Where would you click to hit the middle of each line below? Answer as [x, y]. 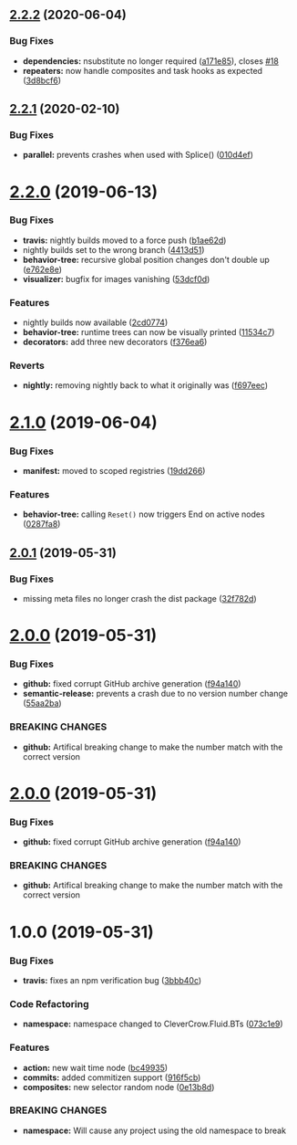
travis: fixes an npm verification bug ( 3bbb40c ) [112, 980]
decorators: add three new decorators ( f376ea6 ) [115, 342]
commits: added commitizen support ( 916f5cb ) [112, 1077]
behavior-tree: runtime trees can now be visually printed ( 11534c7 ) [148, 332]
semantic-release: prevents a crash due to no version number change [155, 694]
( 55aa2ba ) [42, 703]
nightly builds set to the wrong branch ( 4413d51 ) [113, 249]
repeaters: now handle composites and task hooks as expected [142, 70]
